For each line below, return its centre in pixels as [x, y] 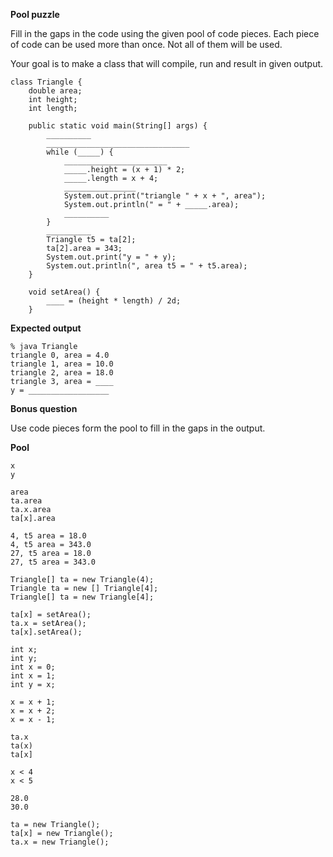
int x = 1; [33, 676]
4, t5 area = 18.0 [48, 536]
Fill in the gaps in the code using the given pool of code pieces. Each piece [165, 33]
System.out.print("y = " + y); [111, 257]
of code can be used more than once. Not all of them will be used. [146, 44]
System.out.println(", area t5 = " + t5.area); [147, 266]
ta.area [26, 501]
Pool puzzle [35, 14]
